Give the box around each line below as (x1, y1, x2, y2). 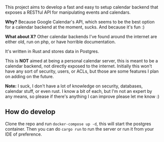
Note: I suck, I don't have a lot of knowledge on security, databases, (5, 83, 143, 89)
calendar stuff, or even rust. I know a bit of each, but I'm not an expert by (5, 88, 153, 94)
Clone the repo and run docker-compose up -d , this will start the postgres (5, 120, 151, 127)
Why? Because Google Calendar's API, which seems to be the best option (5, 19, 155, 25)
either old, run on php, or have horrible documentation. (5, 39, 116, 45)
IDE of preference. (5, 131, 43, 137)
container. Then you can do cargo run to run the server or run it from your (5, 126, 154, 132)
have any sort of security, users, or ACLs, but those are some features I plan (5, 68, 159, 74)
